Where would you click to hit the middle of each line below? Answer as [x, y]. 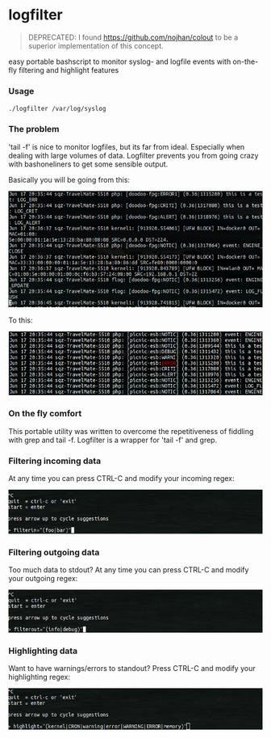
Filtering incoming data [55, 461]
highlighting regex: [40, 677]
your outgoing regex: [43, 579]
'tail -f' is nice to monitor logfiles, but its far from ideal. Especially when [127, 146]
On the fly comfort [45, 414]
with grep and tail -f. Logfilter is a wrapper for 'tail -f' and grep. [113, 440]
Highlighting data [43, 651]
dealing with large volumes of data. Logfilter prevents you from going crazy [133, 155]
